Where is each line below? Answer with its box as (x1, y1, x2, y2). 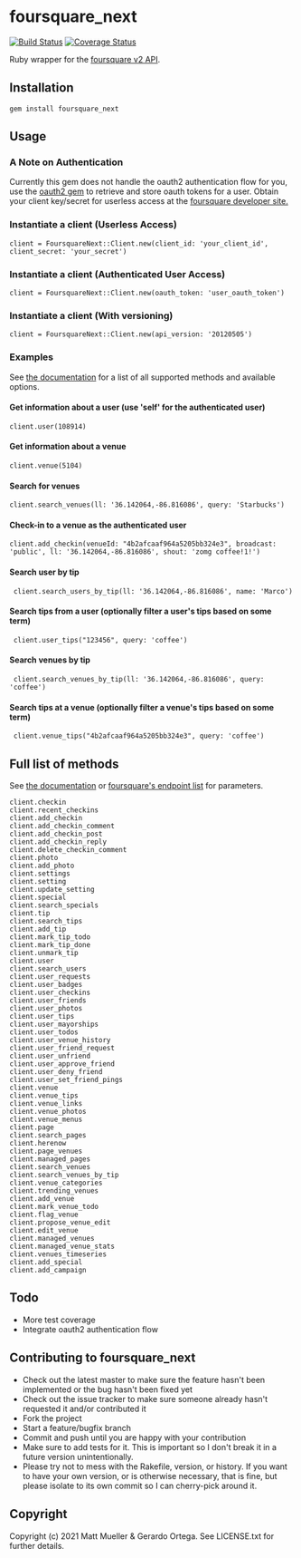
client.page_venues (9, 1147, 83, 1156)
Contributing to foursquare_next (9, 1350, 196, 1366)
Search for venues (9, 480, 80, 491)
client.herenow (9, 1139, 67, 1148)
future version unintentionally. (22, 1451, 134, 1462)
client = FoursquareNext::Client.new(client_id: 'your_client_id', (9, 238, 269, 248)
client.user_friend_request (9, 1044, 116, 1053)
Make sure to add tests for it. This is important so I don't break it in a (22, 1441, 277, 1452)
